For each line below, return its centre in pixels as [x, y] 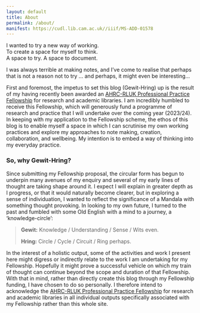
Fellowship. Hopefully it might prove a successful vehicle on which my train [99, 265]
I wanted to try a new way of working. [53, 45]
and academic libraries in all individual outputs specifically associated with [98, 297]
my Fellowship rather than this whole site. [57, 303]
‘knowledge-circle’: [30, 218]
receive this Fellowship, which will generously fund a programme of [89, 107]
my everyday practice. [34, 145]
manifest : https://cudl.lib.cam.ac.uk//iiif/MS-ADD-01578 [80, 28]
